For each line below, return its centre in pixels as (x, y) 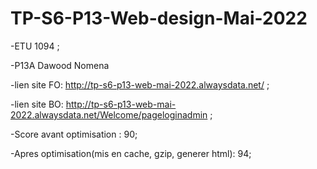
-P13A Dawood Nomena (60, 65)
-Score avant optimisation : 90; (74, 134)
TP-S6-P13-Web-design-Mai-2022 (159, 18)
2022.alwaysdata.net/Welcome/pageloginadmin (109, 114)
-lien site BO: (37, 104)
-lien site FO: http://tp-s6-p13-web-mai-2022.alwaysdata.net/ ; (140, 84)
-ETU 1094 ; (35, 46)
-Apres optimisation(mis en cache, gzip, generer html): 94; (131, 153)
